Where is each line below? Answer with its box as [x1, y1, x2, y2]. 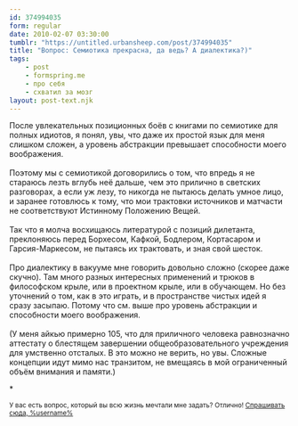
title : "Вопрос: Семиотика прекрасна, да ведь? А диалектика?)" [9, 46, 253, 55]
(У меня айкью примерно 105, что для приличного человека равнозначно [9, 329, 290, 340]
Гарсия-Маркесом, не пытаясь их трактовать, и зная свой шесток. [9, 243, 263, 254]
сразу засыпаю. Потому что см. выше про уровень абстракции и [9, 300, 258, 311]
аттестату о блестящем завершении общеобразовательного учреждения [9, 338, 289, 348]
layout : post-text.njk [9, 95, 93, 105]
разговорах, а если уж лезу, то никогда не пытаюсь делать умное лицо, [9, 186, 284, 197]
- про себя [25, 79, 66, 88]
